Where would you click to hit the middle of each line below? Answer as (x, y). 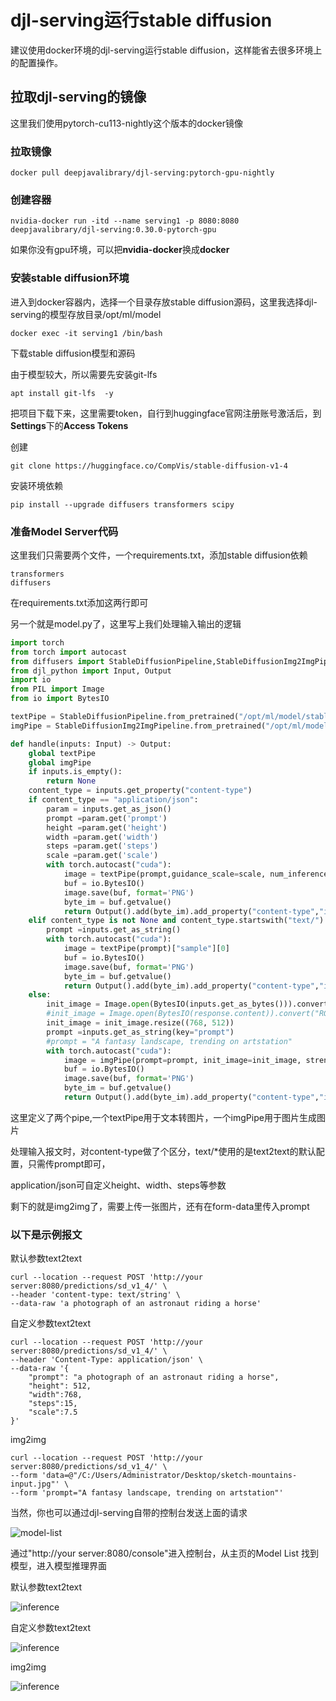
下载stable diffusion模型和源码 (73, 353)
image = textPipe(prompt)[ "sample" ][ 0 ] (146, 949)
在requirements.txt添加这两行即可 (79, 602)
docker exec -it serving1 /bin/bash (86, 333)
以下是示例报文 (46, 1234)
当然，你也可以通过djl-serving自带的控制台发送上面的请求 (129, 1513)
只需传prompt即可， (69, 1163)
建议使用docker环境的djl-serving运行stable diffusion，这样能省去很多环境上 (166, 50)
